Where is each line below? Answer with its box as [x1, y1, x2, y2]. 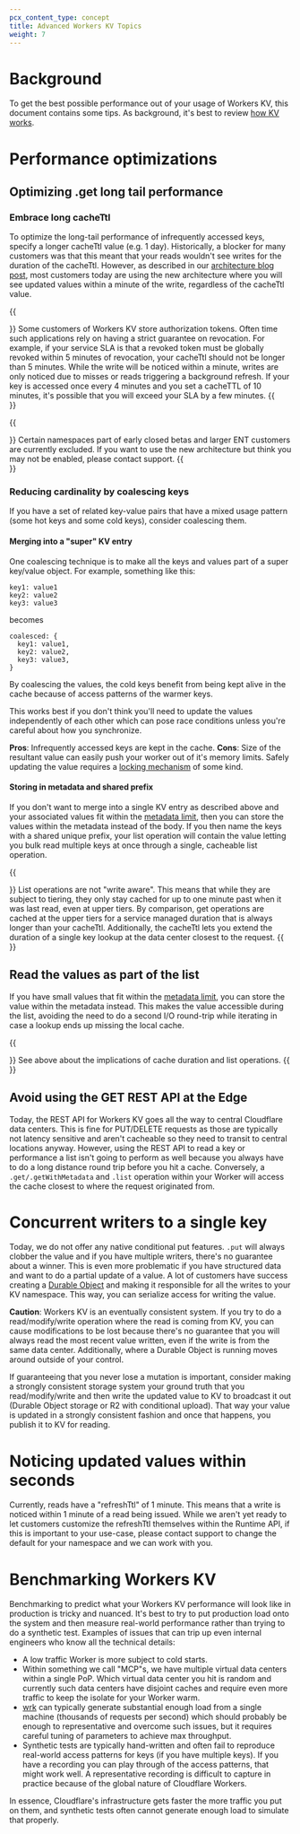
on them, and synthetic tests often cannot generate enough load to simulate [9, 1805, 289, 1816]
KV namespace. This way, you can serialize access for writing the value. [9, 1289, 276, 1300]
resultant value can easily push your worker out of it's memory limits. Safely [9, 751, 289, 763]
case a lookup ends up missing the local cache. [9, 1019, 185, 1030]
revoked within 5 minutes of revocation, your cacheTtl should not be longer [9, 352, 286, 363]
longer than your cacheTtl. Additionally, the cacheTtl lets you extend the [9, 921, 273, 933]
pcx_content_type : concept [9, 13, 110, 22]
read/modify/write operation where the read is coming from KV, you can [9, 1316, 275, 1327]
